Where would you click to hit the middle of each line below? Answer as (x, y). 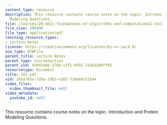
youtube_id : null (28, 98)
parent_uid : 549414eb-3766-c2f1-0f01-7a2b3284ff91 (59, 65)
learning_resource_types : (32, 38)
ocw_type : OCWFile (24, 51)
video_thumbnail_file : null (39, 88)
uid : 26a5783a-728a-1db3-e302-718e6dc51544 (51, 79)
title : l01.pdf (21, 75)
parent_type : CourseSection (34, 61)
